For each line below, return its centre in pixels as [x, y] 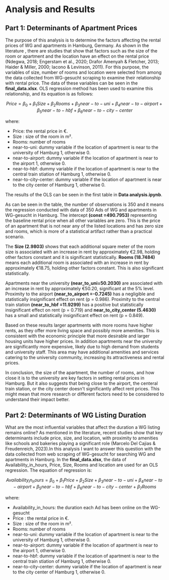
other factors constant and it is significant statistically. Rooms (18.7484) [80, 257]
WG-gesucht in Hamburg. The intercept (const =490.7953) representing [81, 215]
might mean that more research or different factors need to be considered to [85, 394]
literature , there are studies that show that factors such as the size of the [81, 51]
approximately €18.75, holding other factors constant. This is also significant [84, 268]
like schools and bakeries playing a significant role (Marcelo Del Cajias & [80, 443]
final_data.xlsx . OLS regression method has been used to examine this [79, 88]
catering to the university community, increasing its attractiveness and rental [85, 357]
